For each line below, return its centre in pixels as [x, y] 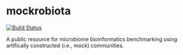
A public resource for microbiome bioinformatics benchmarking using [92, 39]
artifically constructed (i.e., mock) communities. [65, 45]
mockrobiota [39, 11]
